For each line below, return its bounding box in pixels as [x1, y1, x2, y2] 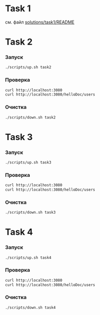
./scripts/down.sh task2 [5, 115, 56, 120]
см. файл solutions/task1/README [5, 19, 75, 25]
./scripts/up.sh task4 [5, 255, 51, 260]
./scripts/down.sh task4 [5, 305, 56, 310]
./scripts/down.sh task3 [5, 210, 56, 215]
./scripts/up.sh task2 [5, 65, 51, 70]
